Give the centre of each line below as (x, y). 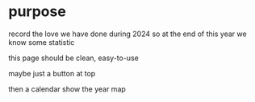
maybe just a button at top (52, 73)
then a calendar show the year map (67, 89)
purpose (37, 12)
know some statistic (42, 42)
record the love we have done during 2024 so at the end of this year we (128, 34)
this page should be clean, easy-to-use (73, 58)
